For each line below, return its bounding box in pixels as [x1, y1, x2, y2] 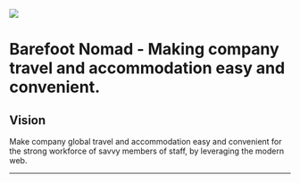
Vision [9, 112, 46, 128]
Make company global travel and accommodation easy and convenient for [9, 137, 283, 146]
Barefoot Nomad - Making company [9, 39, 279, 60]
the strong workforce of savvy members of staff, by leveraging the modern [9, 146, 284, 156]
